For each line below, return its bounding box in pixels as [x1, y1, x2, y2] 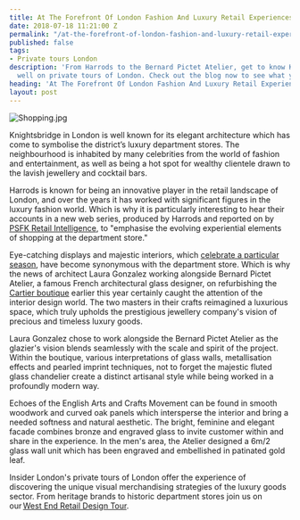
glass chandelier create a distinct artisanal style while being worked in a [9, 371, 274, 382]
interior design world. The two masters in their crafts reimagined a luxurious [9, 296, 288, 308]
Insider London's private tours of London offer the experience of [9, 472, 246, 483]
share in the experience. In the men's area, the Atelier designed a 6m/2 [9, 435, 271, 446]
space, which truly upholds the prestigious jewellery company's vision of [9, 306, 278, 317]
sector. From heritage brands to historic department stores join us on [9, 491, 262, 501]
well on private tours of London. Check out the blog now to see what [17, 71, 286, 80]
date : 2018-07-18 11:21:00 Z [9, 21, 118, 30]
